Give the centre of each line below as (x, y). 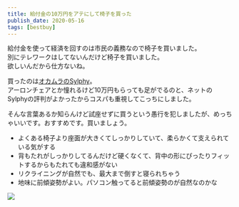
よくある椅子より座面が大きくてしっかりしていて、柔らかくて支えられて (123, 138)
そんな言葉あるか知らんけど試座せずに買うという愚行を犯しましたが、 (111, 114)
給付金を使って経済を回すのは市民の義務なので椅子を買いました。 (104, 48)
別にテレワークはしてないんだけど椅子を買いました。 (86, 57)
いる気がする (36, 147)
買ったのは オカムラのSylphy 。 (52, 81)
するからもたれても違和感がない (71, 165)
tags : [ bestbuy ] (31, 27)
